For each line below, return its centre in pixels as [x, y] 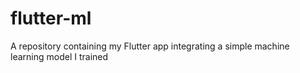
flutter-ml [51, 18]
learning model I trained [59, 56]
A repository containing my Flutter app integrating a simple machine [150, 46]
